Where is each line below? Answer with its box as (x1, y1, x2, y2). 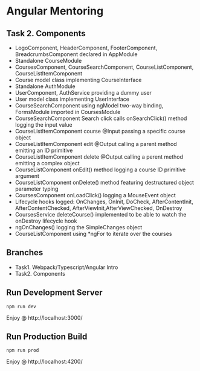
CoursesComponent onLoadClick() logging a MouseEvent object (15, 192, 176, 198)
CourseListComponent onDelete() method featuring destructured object (15, 179, 195, 186)
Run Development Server (6, 288, 103, 298)
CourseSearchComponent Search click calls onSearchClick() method (15, 115, 187, 122)
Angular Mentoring (6, 4, 104, 18)
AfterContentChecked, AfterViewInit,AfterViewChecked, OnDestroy (15, 205, 182, 212)
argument (15, 173, 39, 179)
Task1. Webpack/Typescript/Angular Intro (15, 264, 118, 271)
